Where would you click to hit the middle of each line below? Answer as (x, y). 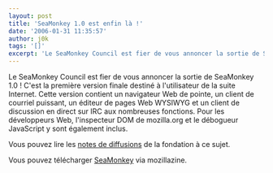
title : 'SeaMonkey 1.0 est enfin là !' (76, 24)
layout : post (30, 16)
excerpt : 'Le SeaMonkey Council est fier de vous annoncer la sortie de (134, 54)
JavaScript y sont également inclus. (68, 128)
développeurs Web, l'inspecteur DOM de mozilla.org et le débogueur (123, 120)
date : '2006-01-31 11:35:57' (58, 31)
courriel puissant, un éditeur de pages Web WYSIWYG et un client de (124, 103)
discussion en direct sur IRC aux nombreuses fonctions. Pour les (117, 111)
